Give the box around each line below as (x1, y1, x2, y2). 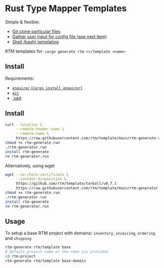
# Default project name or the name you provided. (5, 249, 110, 254)
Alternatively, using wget (5, 163, 55, 169)
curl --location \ (5, 122, 42, 127)
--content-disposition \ (16, 176, 67, 182)
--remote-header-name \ (16, 127, 64, 132)
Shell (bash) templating (12, 38, 59, 44)
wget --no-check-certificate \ (5, 172, 69, 177)
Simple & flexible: (5, 19, 40, 25)
